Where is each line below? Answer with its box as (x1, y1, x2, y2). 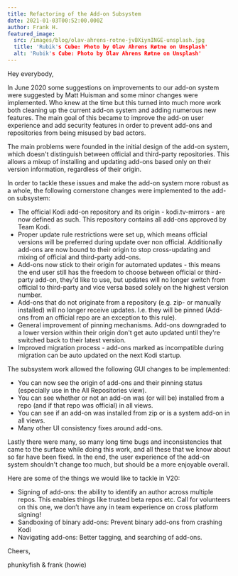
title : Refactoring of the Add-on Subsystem (7, 10, 141, 18)
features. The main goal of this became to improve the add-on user (7, 113, 204, 121)
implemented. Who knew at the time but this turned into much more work (7, 98, 222, 107)
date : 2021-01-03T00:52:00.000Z (7, 17, 103, 24)
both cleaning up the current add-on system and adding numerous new (7, 106, 217, 114)
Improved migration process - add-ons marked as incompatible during (17, 343, 224, 352)
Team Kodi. (17, 222, 51, 231)
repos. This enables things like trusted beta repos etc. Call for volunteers (17, 495, 231, 504)
